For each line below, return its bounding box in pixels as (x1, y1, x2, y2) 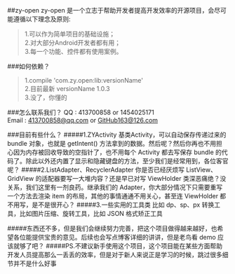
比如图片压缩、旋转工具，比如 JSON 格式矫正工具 (19, 210, 163, 217)
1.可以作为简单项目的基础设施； (24, 30, 116, 38)
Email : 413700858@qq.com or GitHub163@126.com (7, 116, 159, 124)
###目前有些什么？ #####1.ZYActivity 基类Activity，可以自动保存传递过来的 (7, 130, 227, 139)
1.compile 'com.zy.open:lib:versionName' (24, 76, 144, 84)
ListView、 (185, 165, 217, 174)
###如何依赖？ (7, 62, 51, 70)
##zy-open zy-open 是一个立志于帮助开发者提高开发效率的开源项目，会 (7, 6, 215, 14)
